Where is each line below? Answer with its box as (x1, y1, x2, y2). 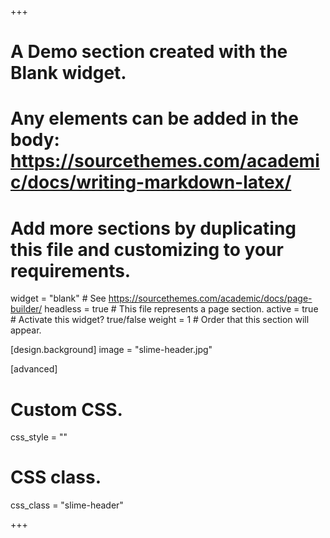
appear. (10, 324, 42, 336)
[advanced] (10, 363, 58, 375)
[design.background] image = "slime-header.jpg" (10, 344, 213, 356)
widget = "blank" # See (10, 292, 107, 305)
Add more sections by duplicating (10, 217, 297, 240)
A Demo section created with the (10, 41, 288, 63)
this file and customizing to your (10, 238, 284, 261)
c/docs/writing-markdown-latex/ (10, 171, 292, 194)
